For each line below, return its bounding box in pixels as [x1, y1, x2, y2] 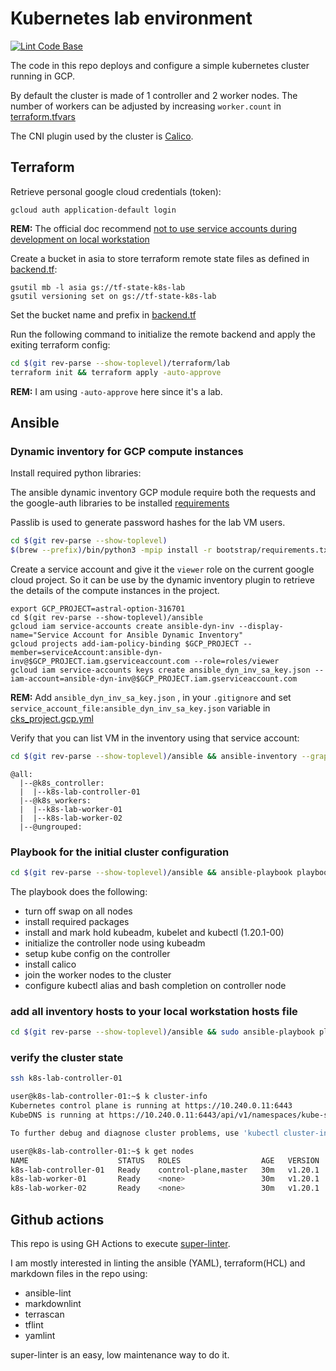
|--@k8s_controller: [19, 778, 105, 788]
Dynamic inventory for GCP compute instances [10, 444, 244, 458]
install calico [24, 958, 77, 970]
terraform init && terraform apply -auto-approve [10, 367, 222, 377]
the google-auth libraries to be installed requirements [10, 497, 230, 509]
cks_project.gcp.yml [10, 712, 94, 724]
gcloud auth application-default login [10, 205, 177, 215]
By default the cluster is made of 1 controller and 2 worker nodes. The [10, 89, 298, 101]
